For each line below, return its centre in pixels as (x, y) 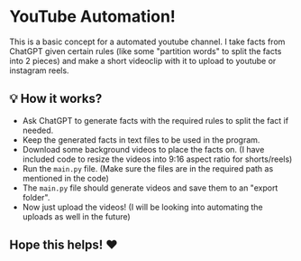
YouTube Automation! (92, 17)
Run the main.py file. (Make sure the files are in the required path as (148, 168)
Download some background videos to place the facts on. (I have (143, 149)
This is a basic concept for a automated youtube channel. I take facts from (147, 42)
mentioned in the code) (66, 178)
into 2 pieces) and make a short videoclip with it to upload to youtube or (143, 61)
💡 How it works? (56, 99)
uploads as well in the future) (76, 216)
